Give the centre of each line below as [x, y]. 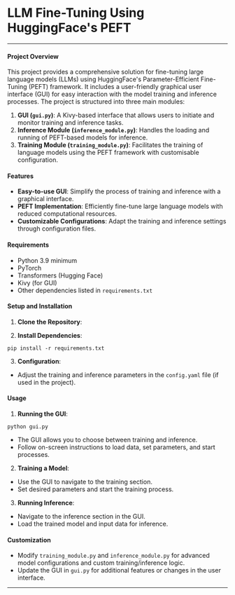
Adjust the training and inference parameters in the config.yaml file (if [118, 375]
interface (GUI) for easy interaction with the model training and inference [112, 94]
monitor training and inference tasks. [70, 123]
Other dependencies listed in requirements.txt [85, 290]
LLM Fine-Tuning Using [76, 13]
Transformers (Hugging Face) [60, 275]
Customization [29, 540]
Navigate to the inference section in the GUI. [81, 516]
